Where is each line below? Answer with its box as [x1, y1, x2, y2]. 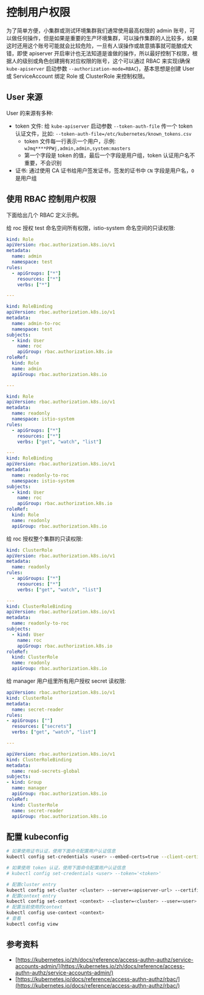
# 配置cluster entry [6, 881, 56, 887]
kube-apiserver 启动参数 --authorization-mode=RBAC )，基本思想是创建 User [6, 65, 195, 72]
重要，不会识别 [24, 159, 62, 166]
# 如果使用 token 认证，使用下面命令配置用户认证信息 [6, 865, 126, 871]
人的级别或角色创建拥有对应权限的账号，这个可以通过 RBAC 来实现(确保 [11, 57, 191, 65]
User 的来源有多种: [6, 109, 53, 116]
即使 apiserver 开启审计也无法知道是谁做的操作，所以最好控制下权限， [16, 49, 192, 57]
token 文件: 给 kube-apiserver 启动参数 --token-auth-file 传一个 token [15, 122, 193, 130]
